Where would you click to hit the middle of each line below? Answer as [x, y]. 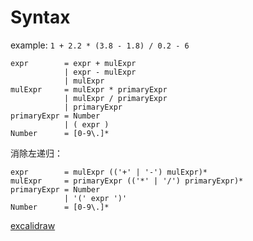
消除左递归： [36, 153]
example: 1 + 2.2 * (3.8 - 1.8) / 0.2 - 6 [100, 45]
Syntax [40, 17]
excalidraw [33, 225]
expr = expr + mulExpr [73, 63]
